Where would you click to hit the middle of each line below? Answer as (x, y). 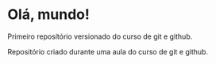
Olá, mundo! (49, 15)
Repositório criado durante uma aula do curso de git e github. (108, 51)
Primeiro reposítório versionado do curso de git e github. (100, 36)
